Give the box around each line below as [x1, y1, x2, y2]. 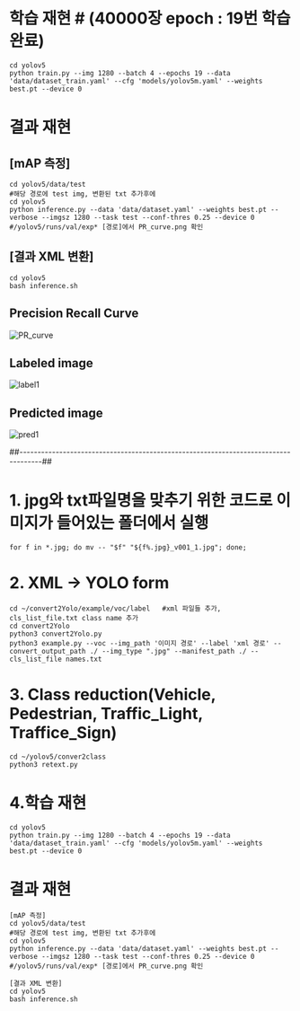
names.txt [66, 655, 102, 664]
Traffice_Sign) [9, 723, 118, 743]
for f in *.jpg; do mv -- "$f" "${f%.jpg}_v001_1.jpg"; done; [9, 543, 247, 552]
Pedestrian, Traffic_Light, [9, 704, 204, 724]
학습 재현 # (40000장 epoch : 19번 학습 [9, 8, 291, 29]
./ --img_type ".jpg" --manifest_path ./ [89, 647, 247, 656]
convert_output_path [9, 647, 87, 656]
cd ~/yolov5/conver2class [9, 752, 106, 761]
